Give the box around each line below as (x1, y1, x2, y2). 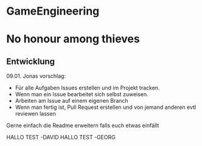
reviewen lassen (15, 110, 56, 117)
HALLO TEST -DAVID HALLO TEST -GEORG (6, 134, 116, 141)
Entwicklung (6, 56, 55, 66)
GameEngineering (6, 4, 100, 18)
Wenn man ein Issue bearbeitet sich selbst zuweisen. (15, 91, 149, 98)
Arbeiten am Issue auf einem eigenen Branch (15, 97, 129, 105)
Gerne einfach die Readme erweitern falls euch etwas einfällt (6, 122, 159, 129)
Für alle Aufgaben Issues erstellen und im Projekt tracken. (15, 84, 160, 92)
